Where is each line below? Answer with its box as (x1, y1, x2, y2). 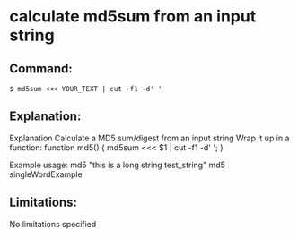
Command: (9, 61, 74, 76)
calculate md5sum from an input (9, 6, 257, 27)
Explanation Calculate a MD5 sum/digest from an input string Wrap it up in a (9, 132, 290, 143)
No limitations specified (9, 218, 97, 229)
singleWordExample (9, 168, 83, 180)
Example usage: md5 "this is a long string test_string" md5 (9, 159, 226, 170)
